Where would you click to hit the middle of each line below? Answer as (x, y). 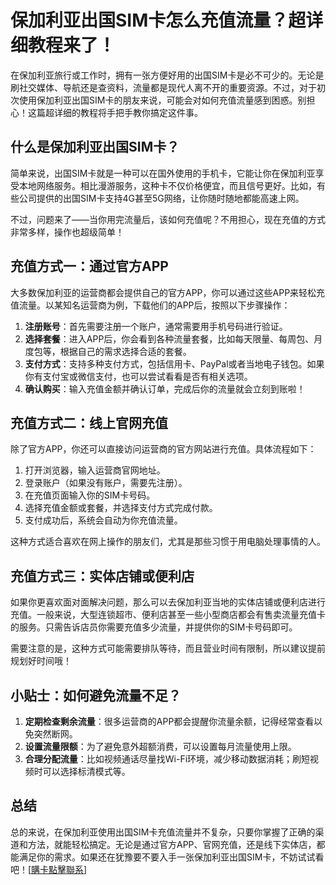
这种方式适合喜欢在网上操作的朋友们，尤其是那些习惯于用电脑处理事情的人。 (168, 542)
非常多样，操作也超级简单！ (67, 232)
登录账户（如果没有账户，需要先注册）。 (106, 483)
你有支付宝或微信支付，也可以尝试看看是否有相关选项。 (138, 376)
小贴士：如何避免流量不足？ (96, 695)
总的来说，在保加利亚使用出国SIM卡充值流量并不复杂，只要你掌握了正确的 (163, 832)
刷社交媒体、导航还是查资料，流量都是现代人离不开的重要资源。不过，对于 (163, 87)
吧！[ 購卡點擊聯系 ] (49, 869)
